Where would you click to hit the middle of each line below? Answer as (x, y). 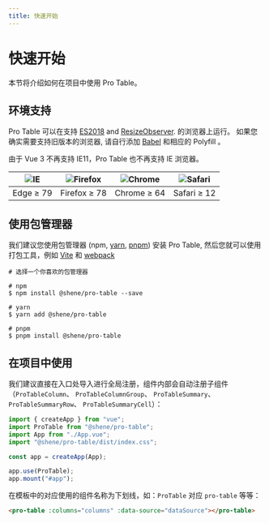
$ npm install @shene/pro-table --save (76, 294)
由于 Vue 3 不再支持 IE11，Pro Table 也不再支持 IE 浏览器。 (106, 159)
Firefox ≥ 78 (83, 193)
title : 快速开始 (33, 16)
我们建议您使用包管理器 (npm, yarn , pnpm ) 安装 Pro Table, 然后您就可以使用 (135, 245)
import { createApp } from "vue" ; (67, 419)
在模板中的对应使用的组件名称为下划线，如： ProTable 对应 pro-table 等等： (134, 495)
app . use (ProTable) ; (41, 471)
